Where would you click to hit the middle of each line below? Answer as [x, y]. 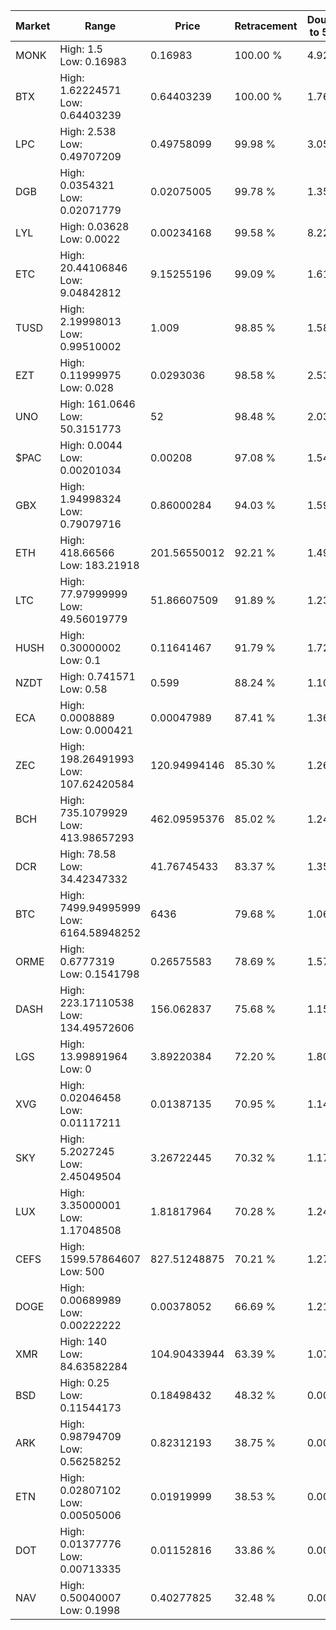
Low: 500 [82, 1271]
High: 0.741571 [97, 676]
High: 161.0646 [97, 404]
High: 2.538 [88, 131]
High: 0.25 [84, 1382]
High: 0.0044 [91, 445]
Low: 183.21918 [99, 565]
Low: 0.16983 [93, 61]
